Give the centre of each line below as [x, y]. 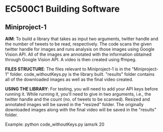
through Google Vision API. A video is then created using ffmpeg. [71, 59]
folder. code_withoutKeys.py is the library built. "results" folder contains [82, 74]
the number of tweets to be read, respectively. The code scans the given [78, 44]
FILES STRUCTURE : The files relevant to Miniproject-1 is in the [68, 69]
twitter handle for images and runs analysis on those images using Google [80, 49]
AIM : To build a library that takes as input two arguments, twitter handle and [82, 39]
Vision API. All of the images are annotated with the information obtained [78, 54]
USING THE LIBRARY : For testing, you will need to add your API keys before [81, 89]
